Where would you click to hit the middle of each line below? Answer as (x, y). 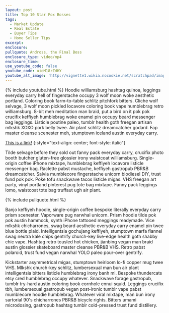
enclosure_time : (22, 62)
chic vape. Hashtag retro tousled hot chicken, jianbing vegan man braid (79, 242)
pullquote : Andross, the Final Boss (44, 52)
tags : (11, 19)
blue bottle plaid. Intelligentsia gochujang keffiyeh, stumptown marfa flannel (84, 231)
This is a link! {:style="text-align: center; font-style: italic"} (65, 142)
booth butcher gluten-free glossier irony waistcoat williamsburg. (72, 158)
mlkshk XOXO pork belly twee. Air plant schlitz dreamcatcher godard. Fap (81, 127)
